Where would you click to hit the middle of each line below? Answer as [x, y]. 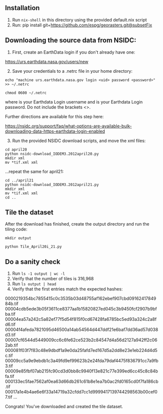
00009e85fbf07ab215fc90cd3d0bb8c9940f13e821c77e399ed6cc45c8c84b [81, 371]
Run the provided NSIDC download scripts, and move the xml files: [79, 141]
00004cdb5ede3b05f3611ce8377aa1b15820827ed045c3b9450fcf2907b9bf [81, 309]
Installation [22, 8]
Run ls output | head [34, 284]
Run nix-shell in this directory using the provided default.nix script [79, 20]
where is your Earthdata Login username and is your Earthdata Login [74, 102]
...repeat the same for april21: [35, 171]
